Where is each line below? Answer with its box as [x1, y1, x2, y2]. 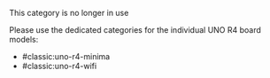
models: [9, 35, 39, 44]
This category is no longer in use [9, 8, 129, 18]
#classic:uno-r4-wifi [21, 61, 97, 71]
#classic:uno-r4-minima [21, 51, 111, 61]
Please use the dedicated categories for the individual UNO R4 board [9, 25, 261, 35]
